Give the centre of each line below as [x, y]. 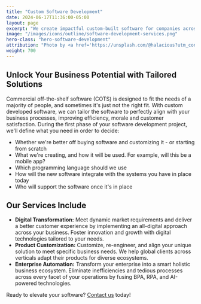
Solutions [25, 84]
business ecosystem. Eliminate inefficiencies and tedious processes [99, 270]
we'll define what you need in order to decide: [63, 130]
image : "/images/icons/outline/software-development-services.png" [92, 34]
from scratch [31, 148]
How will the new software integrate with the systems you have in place [103, 174]
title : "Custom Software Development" [54, 12]
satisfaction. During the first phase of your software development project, [97, 124]
